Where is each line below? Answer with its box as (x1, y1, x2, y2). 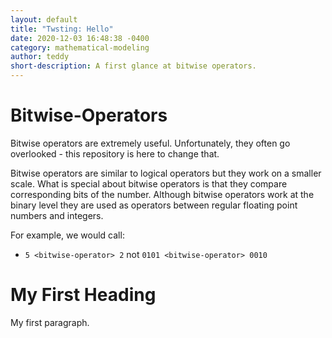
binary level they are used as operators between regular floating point (10, 199, 298, 211)
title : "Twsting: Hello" (10, 24, 114, 34)
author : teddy (10, 52, 70, 62)
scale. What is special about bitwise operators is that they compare (10, 177, 288, 190)
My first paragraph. (10, 316, 90, 328)
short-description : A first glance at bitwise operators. (10, 61, 257, 71)
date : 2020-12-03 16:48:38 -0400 (10, 33, 150, 43)
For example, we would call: (10, 229, 125, 241)
